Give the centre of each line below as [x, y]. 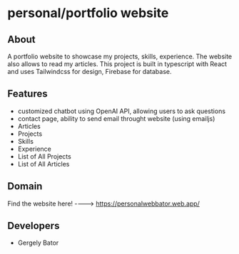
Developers [34, 226]
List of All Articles [44, 164]
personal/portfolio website [88, 13]
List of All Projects [44, 156]
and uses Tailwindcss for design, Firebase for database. [90, 72]
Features [27, 94]
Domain [25, 186]
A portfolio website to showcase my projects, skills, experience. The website [120, 56]
